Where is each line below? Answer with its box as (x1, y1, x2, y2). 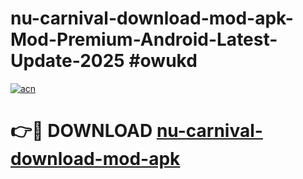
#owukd (128, 50, 198, 72)
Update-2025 (10, 50, 125, 72)
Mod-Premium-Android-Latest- (10, 28, 278, 51)
